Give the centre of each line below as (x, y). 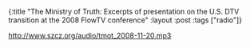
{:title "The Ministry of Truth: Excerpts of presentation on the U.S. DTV (124, 12)
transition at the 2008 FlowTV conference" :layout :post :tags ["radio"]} (125, 20)
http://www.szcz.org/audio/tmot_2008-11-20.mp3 (90, 36)
